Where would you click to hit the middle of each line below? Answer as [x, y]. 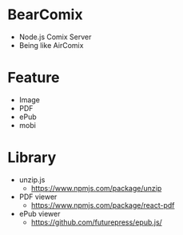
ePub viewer [40, 213]
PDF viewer [38, 197]
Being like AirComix [51, 45]
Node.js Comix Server [55, 37]
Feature [34, 78]
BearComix [45, 15]
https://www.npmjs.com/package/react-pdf [103, 205]
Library [32, 158]
